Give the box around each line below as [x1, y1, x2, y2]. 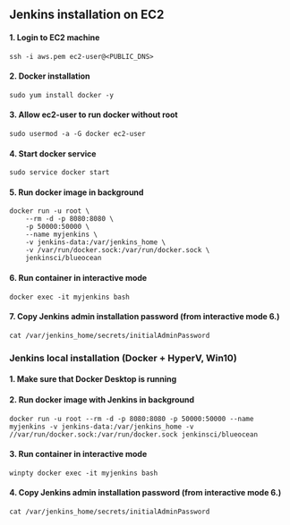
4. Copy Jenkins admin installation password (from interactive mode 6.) [9, 487, 282, 498]
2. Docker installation [9, 71, 91, 81]
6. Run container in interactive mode [9, 273, 148, 283]
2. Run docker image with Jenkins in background [9, 394, 195, 405]
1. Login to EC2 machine [9, 31, 100, 43]
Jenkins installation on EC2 [9, 7, 165, 22]
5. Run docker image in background [9, 187, 144, 198]
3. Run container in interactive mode [9, 449, 148, 460]
